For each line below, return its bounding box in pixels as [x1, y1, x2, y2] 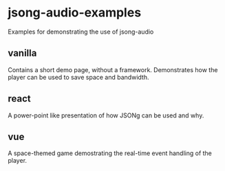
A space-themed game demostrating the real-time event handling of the [8, 149, 213, 157]
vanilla [8, 47, 37, 59]
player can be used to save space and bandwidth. [8, 73, 149, 81]
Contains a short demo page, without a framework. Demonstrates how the [8, 65, 218, 73]
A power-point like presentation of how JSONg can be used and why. [8, 111, 204, 119]
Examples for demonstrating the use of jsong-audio [8, 27, 154, 36]
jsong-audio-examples [8, 5, 142, 21]
